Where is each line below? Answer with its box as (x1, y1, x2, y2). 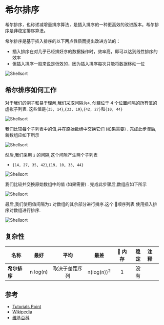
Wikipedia (12, 309, 33, 315)
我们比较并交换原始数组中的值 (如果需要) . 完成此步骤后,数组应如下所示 (5, 181, 147, 187)
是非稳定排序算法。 (9, 27, 48, 33)
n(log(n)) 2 (87, 268, 111, 276)
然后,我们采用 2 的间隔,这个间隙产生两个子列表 (5, 152, 98, 158)
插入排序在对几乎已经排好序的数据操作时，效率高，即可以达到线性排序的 (12, 48, 158, 54)
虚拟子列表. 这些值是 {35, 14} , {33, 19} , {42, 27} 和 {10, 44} (5, 106, 123, 112)
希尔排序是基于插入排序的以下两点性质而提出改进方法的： (5, 38, 121, 44)
